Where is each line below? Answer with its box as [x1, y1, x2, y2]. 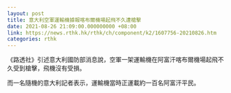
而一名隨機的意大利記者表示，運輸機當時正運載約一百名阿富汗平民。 [7, 79, 200, 87]
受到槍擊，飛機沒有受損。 [12, 64, 86, 72]
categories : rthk [7, 36, 57, 43]
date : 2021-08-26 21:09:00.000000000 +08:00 [7, 23, 137, 30]
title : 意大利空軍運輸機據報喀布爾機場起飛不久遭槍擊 [7, 17, 142, 23]
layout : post [7, 10, 45, 17]
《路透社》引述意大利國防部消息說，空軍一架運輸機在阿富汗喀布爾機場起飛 [7, 56, 218, 64]
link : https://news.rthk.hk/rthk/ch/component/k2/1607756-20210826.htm [7, 29, 217, 37]
